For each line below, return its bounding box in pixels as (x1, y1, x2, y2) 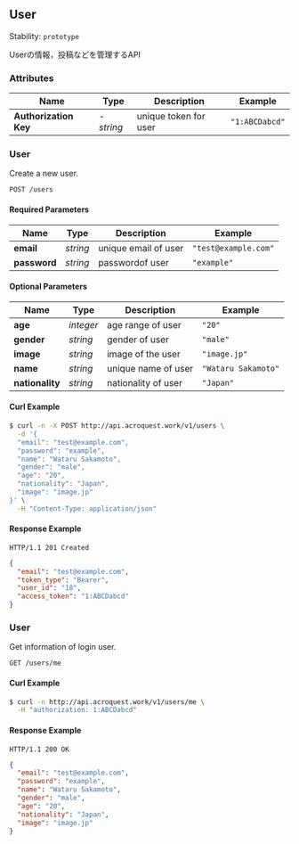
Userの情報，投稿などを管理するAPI (9, 49, 141, 60)
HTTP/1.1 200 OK (9, 744, 69, 754)
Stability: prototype (9, 30, 80, 41)
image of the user (106, 348, 181, 360)
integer (69, 318, 99, 331)
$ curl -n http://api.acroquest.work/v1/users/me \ (9, 697, 205, 707)
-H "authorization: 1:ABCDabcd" (17, 706, 138, 715)
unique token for (136, 111, 206, 123)
